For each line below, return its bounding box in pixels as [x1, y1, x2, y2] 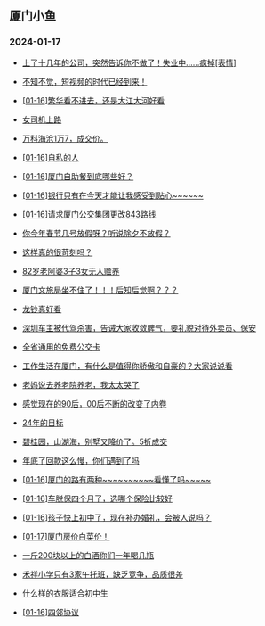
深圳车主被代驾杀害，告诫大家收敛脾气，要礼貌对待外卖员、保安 [21, 322, 256, 333]
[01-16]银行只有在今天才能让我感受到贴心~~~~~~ [21, 190, 204, 201]
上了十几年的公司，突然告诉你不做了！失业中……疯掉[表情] [21, 57, 237, 68]
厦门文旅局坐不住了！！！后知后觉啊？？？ [21, 284, 179, 295]
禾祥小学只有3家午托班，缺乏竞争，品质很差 [21, 569, 184, 580]
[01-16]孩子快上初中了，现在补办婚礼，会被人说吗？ [21, 512, 212, 523]
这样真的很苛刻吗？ [21, 246, 93, 257]
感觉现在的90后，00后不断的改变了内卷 [21, 398, 167, 408]
